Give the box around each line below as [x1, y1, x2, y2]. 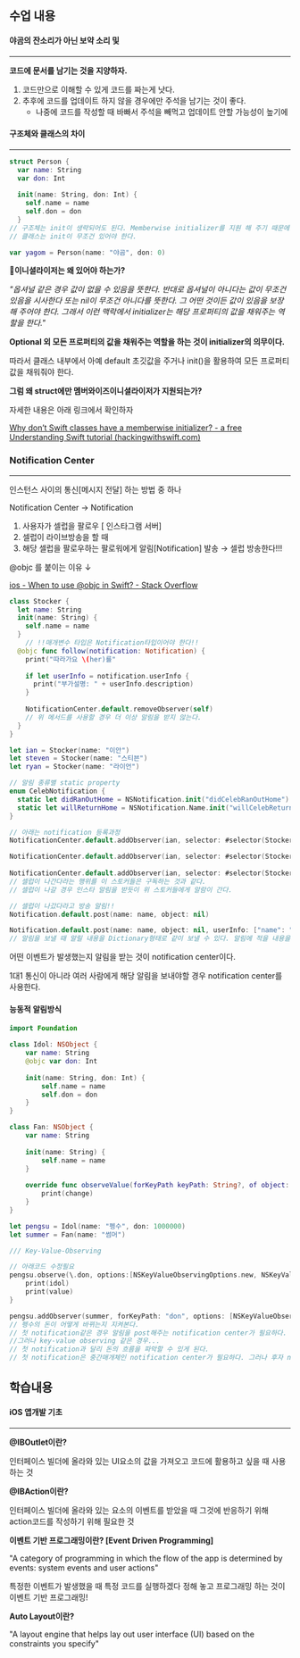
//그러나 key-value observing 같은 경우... [9, 1337, 161, 1346]
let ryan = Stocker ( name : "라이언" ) [9, 762, 140, 771]
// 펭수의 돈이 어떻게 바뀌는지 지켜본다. [9, 1320, 140, 1329]
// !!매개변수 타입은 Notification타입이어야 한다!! [25, 638, 199, 647]
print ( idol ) [25, 1279, 70, 1288]
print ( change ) [41, 1189, 94, 1198]
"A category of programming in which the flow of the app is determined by [9, 1553, 283, 1563]
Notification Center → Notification [9, 502, 134, 512]
